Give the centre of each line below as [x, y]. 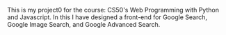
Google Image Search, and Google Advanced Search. [84, 24]
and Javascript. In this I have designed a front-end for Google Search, [107, 17]
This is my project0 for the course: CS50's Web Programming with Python [113, 10]
